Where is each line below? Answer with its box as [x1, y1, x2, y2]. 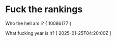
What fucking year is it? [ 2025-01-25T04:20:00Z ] [5, 30, 111, 36]
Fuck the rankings [5, 4, 83, 15]
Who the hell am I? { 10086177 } [5, 20, 72, 26]
